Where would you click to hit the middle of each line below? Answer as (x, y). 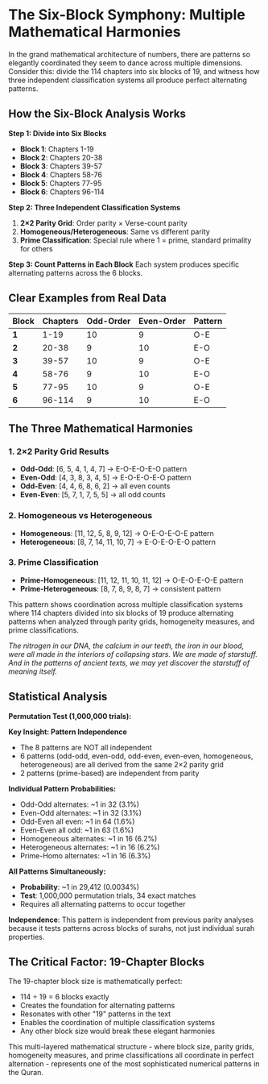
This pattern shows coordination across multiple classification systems (126, 604)
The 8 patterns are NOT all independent (86, 747)
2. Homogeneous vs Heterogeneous (80, 516)
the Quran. (26, 1073)
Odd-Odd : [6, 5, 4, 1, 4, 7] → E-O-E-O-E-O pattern (103, 469)
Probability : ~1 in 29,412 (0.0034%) (79, 887)
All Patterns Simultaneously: (57, 871)
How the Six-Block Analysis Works (97, 114)
